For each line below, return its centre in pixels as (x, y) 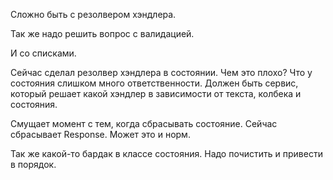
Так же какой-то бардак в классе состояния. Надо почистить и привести (166, 153)
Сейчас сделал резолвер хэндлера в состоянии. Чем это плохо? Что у (161, 72)
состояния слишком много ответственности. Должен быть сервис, (154, 83)
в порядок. (33, 164)
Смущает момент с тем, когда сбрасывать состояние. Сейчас (144, 123)
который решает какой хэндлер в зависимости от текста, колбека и (156, 93)
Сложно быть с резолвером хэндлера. (93, 14)
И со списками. (43, 53)
